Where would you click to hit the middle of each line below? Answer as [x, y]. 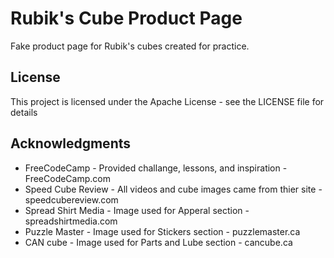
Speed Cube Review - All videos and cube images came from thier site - [173, 189]
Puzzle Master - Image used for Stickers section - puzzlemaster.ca [162, 231]
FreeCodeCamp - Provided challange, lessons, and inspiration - [156, 168]
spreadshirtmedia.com [71, 221]
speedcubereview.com [71, 199]
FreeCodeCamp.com [67, 178]
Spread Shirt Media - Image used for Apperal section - [137, 210]
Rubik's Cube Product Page [126, 18]
